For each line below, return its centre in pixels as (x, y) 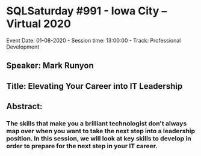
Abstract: (24, 106)
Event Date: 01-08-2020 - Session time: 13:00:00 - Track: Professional (94, 40)
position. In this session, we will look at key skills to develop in (99, 139)
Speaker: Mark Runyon (50, 66)
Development (23, 47)
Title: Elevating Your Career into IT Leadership (94, 86)
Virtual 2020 (39, 24)
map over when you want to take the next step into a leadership (101, 131)
